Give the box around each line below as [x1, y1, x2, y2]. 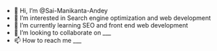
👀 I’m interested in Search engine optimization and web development [13, 14, 211, 22]
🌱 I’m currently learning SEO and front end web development [13, 21, 188, 29]
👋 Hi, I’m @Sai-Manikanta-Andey [13, 7, 108, 14]
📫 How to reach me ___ [13, 37, 82, 44]
